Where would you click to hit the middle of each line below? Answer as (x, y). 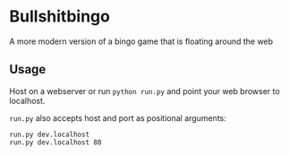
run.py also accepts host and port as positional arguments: (118, 117)
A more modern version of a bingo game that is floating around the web (141, 41)
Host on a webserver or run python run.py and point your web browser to (144, 91)
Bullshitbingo (59, 17)
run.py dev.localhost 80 (55, 142)
